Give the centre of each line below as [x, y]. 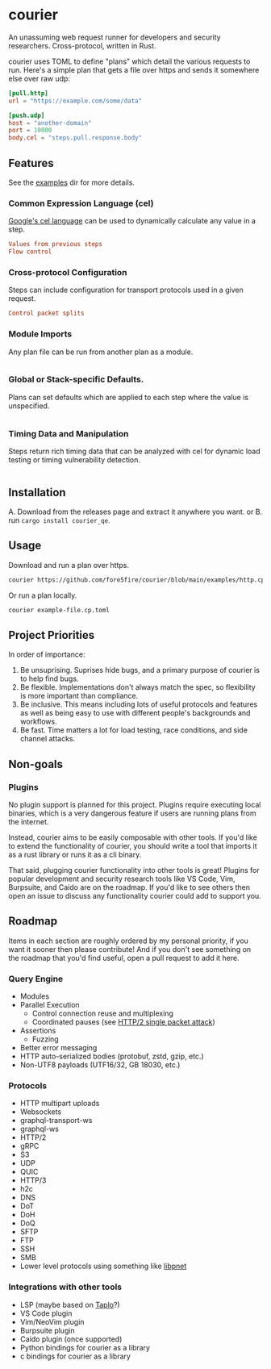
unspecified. [29, 406]
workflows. [39, 722]
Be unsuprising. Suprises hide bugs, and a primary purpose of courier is [140, 670]
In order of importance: [47, 654]
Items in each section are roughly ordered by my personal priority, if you [128, 941]
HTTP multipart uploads [60, 1104]
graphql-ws [39, 1129]
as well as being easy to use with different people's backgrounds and [135, 713]
